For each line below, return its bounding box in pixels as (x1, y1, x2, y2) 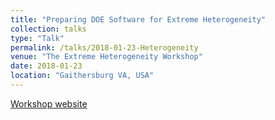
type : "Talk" (10, 33, 65, 43)
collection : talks (10, 24, 87, 34)
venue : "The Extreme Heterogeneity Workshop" (10, 52, 203, 62)
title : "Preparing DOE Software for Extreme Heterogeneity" (10, 14, 267, 25)
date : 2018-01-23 (10, 61, 83, 71)
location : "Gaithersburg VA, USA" (10, 71, 155, 81)
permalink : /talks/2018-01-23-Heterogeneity (10, 42, 199, 53)
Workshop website (10, 97, 88, 110)
